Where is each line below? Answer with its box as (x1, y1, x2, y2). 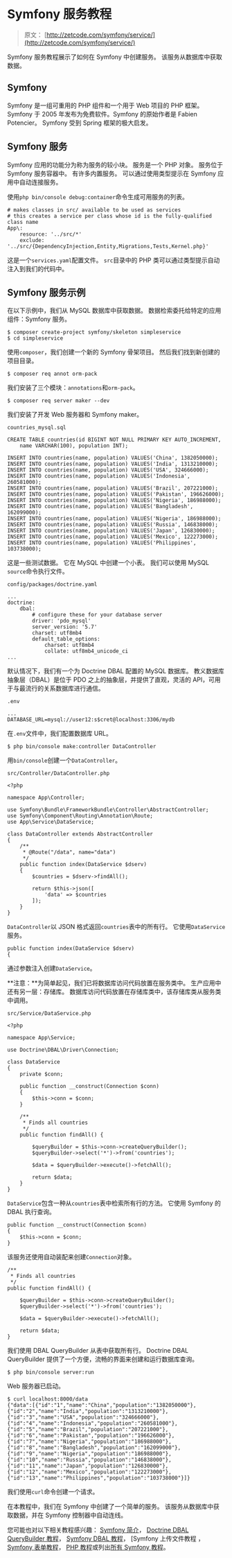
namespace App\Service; (7, 1035, 76, 1041)
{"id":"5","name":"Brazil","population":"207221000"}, (7, 1426, 169, 1433)
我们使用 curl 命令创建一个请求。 (7, 1488, 99, 1496)
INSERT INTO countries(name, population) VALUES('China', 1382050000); (7, 455, 218, 462)
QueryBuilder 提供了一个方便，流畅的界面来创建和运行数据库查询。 (7, 1355, 199, 1363)
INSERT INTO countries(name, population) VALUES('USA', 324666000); (7, 467, 209, 474)
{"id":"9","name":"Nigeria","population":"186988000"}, (7, 1451, 172, 1457)
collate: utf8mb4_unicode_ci (44, 648, 129, 655)
